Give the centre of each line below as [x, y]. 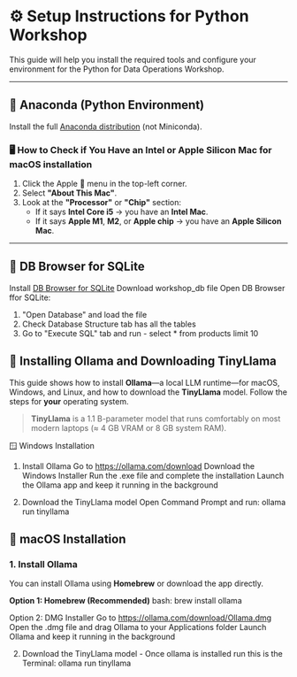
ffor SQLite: [30, 297]
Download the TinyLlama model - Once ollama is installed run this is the [152, 654]
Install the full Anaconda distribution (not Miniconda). [106, 127]
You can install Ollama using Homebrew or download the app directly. [136, 584]
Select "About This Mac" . [69, 193]
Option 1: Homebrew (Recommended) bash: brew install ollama [126, 601]
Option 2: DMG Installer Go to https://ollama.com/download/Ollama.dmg [141, 618]
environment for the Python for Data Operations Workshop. [117, 69]
